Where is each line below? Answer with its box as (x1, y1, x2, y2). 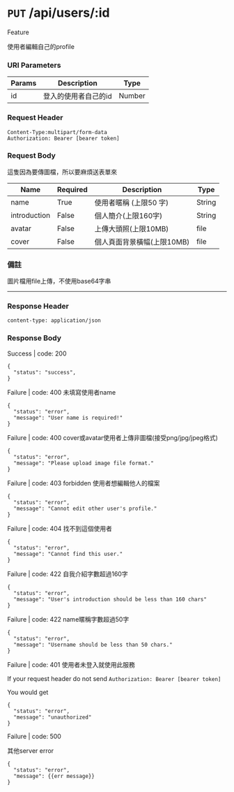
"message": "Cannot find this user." (13, 550, 123, 557)
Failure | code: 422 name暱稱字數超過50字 (7, 615, 130, 623)
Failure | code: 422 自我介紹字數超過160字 (7, 569, 128, 578)
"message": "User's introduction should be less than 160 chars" (13, 596, 208, 603)
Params (10, 78, 37, 88)
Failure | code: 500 (7, 732, 61, 740)
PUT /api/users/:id (7, 5, 110, 21)
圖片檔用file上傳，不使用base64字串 (7, 277, 111, 286)
